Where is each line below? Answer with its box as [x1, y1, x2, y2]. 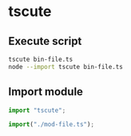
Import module [8, 85, 84, 98]
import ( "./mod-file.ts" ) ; [8, 121, 94, 129]
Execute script [8, 34, 82, 48]
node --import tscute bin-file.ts [8, 62, 124, 70]
